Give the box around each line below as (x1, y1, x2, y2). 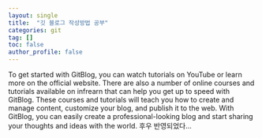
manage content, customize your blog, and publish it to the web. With (8, 103, 234, 113)
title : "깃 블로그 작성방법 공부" (8, 19, 109, 27)
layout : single (8, 11, 58, 20)
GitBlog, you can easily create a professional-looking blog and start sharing (8, 112, 254, 121)
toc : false (8, 41, 44, 49)
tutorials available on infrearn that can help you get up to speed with (8, 87, 230, 95)
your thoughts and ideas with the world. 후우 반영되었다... (8, 121, 192, 130)
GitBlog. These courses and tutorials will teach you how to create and (8, 95, 234, 104)
